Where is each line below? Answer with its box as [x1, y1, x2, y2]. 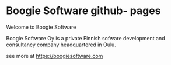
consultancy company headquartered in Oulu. [6, 41, 117, 48]
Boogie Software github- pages [6, 4, 161, 18]
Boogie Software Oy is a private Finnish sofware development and [6, 35, 165, 42]
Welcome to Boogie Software [6, 23, 76, 30]
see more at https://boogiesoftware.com [6, 52, 103, 59]
